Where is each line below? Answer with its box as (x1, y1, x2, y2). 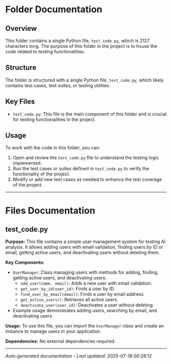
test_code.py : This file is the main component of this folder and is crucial (12, 111, 167, 117)
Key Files (5, 97, 35, 106)
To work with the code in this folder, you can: (5, 145, 100, 151)
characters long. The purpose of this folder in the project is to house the (5, 43, 158, 49)
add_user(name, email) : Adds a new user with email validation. (20, 280, 153, 287)
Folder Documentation (5, 4, 102, 15)
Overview (5, 24, 37, 33)
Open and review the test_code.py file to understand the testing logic (12, 155, 159, 161)
